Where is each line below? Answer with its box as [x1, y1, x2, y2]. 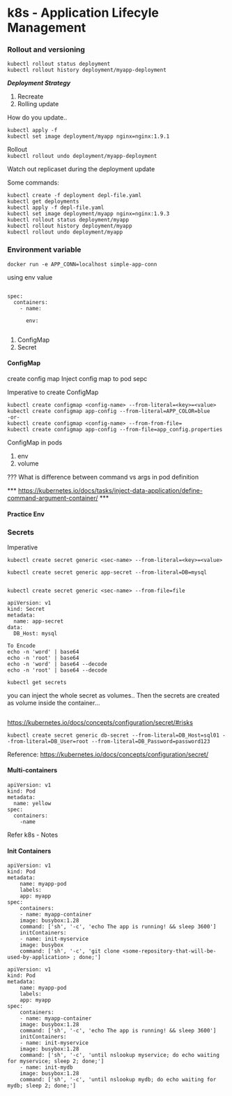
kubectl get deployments [7, 198, 79, 206]
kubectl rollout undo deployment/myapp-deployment [7, 152, 157, 160]
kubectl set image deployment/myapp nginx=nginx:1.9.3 [7, 210, 170, 217]
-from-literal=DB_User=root [7, 737, 89, 745]
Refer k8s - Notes [7, 830, 59, 839]
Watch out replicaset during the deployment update [7, 165, 155, 173]
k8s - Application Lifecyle [7, 5, 159, 21]
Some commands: [7, 178, 59, 187]
